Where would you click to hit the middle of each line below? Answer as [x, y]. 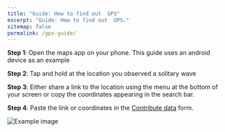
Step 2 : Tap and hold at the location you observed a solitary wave [102, 74]
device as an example [38, 60]
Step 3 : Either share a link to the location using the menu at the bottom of [113, 87]
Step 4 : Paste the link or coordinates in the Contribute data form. [100, 108]
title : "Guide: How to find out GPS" [64, 14]
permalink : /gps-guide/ [42, 33]
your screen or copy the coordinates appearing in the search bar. [101, 94]
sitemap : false [29, 26]
